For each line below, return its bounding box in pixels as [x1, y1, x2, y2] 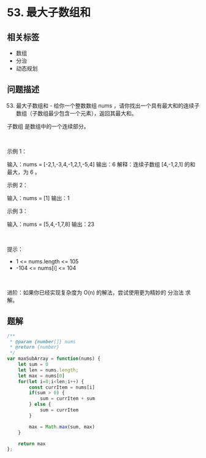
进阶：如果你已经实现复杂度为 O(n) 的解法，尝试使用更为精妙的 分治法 [7, 289, 185, 296]
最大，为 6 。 [7, 168, 40, 176]
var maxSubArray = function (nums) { [7, 355, 101, 362]
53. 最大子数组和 [7, 6, 91, 20]
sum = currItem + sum [39, 395, 96, 402]
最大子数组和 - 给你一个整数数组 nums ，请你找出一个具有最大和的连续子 [15, 102, 200, 109]
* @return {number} [9, 344, 60, 351]
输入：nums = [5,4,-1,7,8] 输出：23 [7, 220, 94, 228]
